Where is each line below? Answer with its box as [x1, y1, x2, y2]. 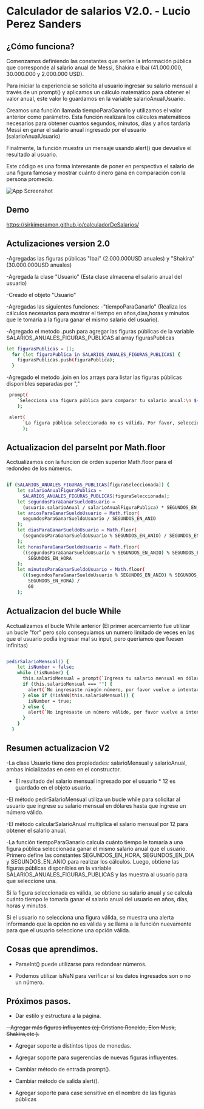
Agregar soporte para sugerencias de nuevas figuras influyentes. [15, 1054, 178, 1061]
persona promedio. [6, 176, 54, 183]
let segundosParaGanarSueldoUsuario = [17, 499, 115, 505]
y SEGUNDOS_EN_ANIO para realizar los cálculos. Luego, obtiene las [6, 858, 179, 865]
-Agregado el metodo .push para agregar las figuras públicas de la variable [6, 327, 194, 335]
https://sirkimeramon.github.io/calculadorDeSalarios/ [6, 220, 140, 228]
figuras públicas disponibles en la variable [6, 864, 112, 872]
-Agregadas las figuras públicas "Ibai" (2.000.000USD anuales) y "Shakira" [6, 254, 195, 262]
